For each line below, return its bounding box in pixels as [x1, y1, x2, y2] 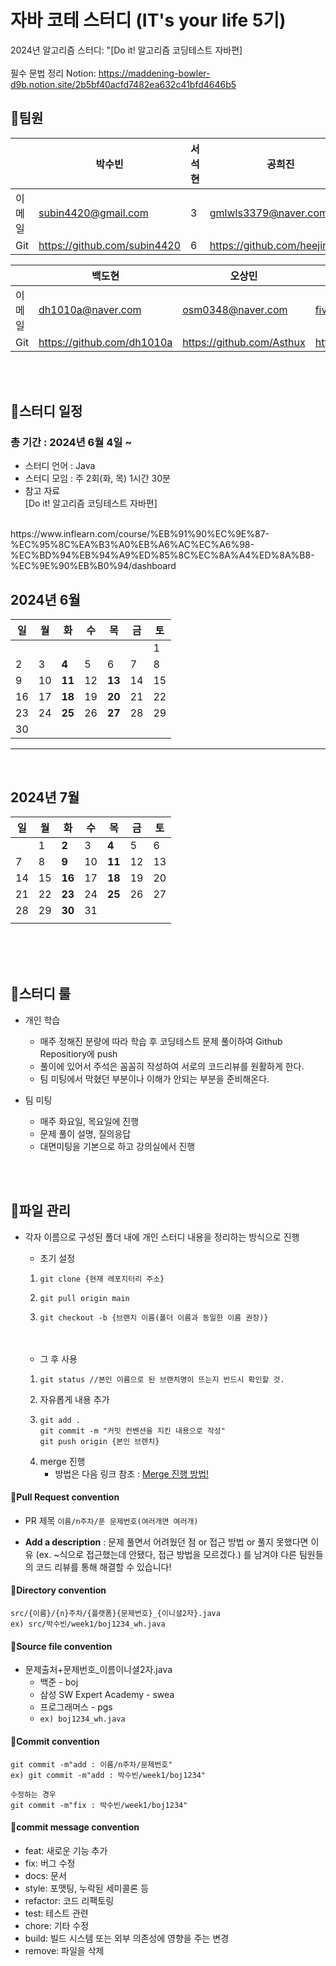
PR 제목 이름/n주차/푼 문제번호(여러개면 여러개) [24, 1514, 199, 1526]
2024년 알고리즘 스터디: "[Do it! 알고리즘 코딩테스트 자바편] [10, 44, 243, 56]
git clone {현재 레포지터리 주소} [39, 1274, 165, 1284]
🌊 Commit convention [10, 1735, 100, 1747]
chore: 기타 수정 [24, 1919, 90, 1931]
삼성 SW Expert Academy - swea [39, 1689, 175, 1701]
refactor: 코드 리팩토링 [24, 1894, 115, 1906]
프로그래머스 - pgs [39, 1701, 113, 1713]
